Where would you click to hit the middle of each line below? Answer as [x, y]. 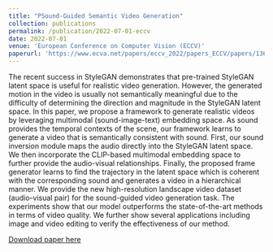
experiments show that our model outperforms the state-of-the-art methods [136, 206]
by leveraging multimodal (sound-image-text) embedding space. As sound [133, 120]
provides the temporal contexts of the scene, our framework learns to [125, 128]
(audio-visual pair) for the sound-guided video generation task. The [121, 198]
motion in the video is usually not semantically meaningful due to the [123, 94]
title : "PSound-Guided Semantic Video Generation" [96, 16]
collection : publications [52, 24]
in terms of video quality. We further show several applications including [129, 215]
